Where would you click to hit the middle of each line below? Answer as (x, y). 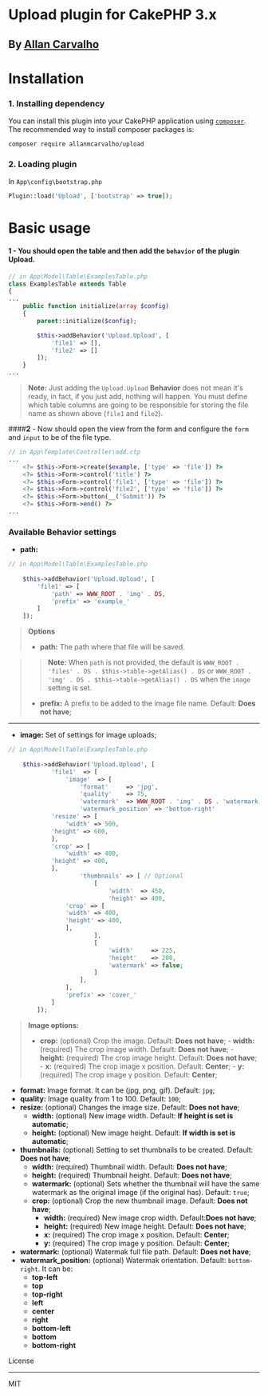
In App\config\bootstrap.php (55, 182)
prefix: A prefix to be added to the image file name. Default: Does (148, 703)
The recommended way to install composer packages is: (101, 130)
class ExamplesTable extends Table (67, 284)
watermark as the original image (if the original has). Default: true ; (140, 1192)
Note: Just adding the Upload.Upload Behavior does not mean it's (135, 388)
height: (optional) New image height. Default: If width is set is (134, 1133)
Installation (46, 78)
